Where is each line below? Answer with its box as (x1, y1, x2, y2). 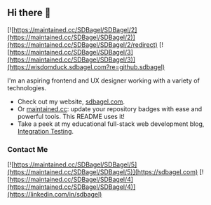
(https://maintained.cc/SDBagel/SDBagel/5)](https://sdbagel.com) (7, 168, 198, 176)
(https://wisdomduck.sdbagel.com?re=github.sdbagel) (7, 62, 165, 71)
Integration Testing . (17, 127, 74, 135)
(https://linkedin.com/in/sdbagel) (7, 190, 102, 199)
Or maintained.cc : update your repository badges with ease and (17, 104, 203, 113)
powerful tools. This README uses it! (17, 112, 125, 120)
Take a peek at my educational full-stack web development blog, (17, 120, 205, 128)
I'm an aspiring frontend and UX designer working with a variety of (7, 76, 200, 85)
